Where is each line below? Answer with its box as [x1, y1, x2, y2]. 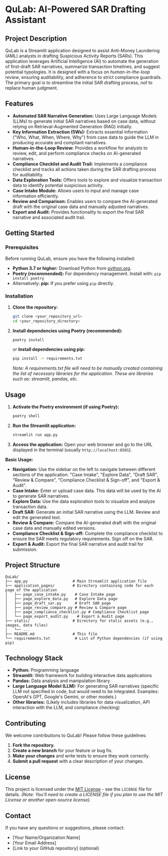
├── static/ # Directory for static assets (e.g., [5, 618, 154, 623]
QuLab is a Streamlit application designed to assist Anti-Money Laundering [5, 48, 160, 53]
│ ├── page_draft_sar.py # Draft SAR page [5, 601, 111, 606]
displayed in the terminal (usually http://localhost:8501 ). [12, 446, 132, 453]
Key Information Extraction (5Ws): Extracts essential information [12, 129, 148, 135]
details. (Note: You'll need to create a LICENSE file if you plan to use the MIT [5, 792, 163, 798]
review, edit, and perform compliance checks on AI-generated [12, 150, 141, 156]
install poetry [12, 275, 45, 281]
